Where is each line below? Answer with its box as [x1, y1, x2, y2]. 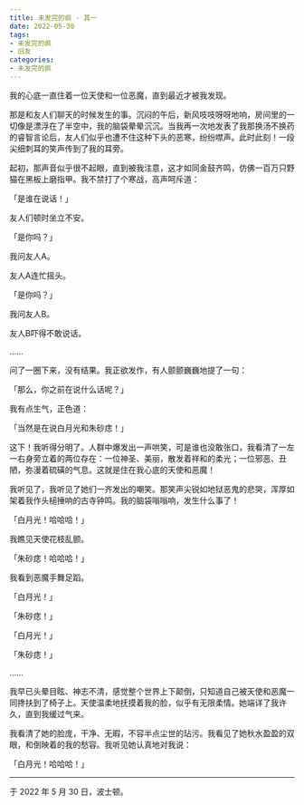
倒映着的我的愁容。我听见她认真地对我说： [33, 739, 192, 750]
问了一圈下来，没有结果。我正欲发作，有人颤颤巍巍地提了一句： [9, 364, 247, 375]
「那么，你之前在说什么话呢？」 [9, 383, 128, 394]
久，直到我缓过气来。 [9, 708, 89, 719]
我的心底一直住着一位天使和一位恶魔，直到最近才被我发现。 [9, 90, 232, 101]
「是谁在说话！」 [9, 192, 73, 204]
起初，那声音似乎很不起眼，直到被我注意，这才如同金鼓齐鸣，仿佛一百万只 [9, 162, 287, 173]
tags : [9, 30, 30, 39]
